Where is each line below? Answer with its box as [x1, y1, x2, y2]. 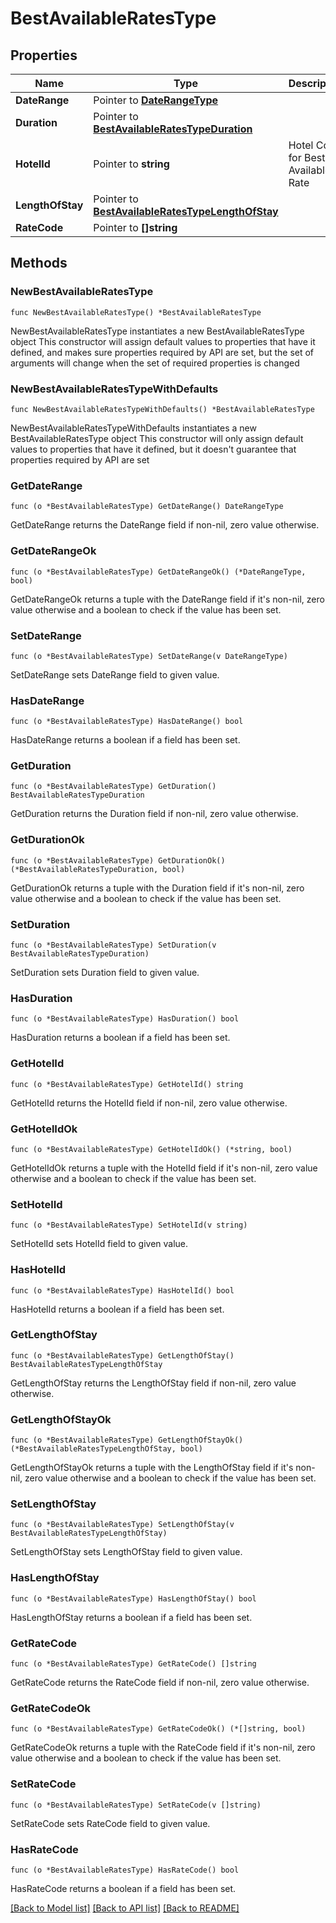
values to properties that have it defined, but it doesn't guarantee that [10, 443, 297, 455]
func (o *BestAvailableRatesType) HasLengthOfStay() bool [10, 1593, 257, 1604]
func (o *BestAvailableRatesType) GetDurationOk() [10, 855, 226, 866]
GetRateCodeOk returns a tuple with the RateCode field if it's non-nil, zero [10, 1742, 316, 1754]
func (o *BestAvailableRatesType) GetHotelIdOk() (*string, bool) [10, 1144, 293, 1154]
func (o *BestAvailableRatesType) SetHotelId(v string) [10, 1220, 248, 1231]
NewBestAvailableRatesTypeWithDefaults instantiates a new [10, 422, 257, 434]
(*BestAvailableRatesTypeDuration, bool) [10, 864, 186, 874]
